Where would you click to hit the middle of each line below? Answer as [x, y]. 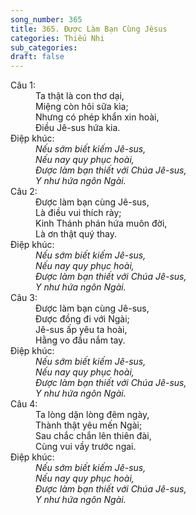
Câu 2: [24, 192]
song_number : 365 [46, 19]
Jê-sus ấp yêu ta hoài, [81, 330]
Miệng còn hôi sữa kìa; [82, 107]
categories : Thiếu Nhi [57, 38]
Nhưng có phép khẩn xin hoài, [97, 117]
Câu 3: [24, 298]
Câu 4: [24, 404]
